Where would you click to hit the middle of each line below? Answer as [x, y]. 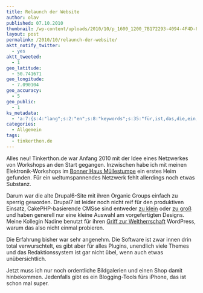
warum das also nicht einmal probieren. [55, 228]
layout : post [23, 34]
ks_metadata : [23, 113]
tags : [13, 136]
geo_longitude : [25, 79]
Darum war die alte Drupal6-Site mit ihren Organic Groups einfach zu [92, 195]
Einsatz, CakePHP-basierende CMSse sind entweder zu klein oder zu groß [99, 208]
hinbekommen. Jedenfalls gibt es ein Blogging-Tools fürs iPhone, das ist [96, 277]
